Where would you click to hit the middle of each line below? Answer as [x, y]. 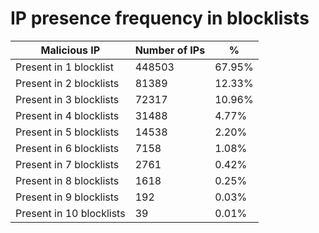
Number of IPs [170, 50]
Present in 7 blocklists [67, 164]
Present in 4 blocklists [67, 115]
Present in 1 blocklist [64, 67]
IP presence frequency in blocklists [160, 18]
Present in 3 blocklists [67, 99]
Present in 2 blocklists [67, 83]
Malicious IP [70, 50]
